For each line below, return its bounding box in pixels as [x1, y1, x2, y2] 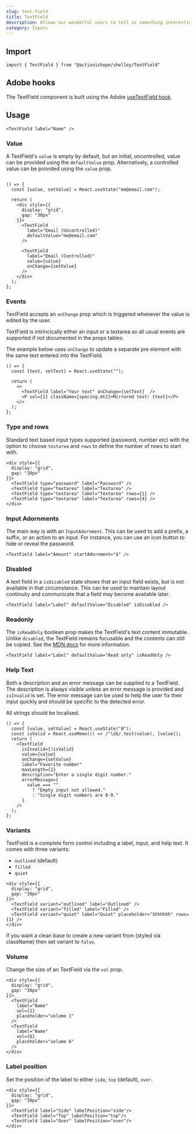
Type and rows [6, 423, 49, 431]
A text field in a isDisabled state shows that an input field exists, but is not [6, 578, 184, 585]
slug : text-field [6, 8, 48, 15]
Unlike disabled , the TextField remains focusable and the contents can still [6, 635, 185, 642]
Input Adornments [6, 514, 60, 522]
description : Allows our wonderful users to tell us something [6, 19, 163, 25]
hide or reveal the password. [6, 540, 75, 547]
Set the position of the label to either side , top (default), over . [6, 1076, 153, 1083]
